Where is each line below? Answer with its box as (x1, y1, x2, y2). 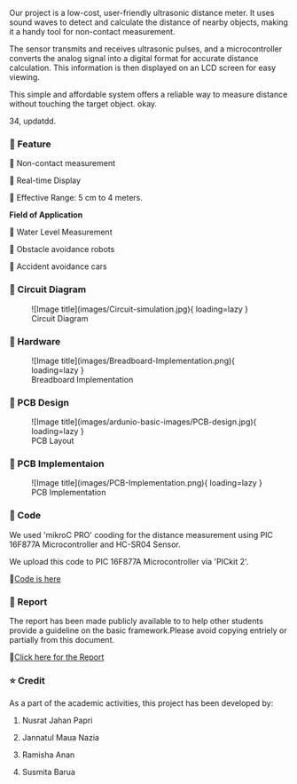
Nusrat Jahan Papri (21, 715, 93, 726)
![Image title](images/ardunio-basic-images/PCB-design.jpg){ (31, 416, 257, 427)
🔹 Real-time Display (9, 175, 82, 186)
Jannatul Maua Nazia (21, 733, 100, 743)
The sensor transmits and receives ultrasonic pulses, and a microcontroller (9, 44, 283, 54)
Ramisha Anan (21, 749, 75, 760)
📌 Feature (9, 138, 51, 150)
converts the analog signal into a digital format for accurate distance (9, 53, 259, 63)
